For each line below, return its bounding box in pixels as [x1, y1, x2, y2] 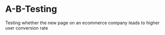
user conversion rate [5, 25, 48, 31]
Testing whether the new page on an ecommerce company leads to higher [5, 20, 160, 26]
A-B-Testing [5, 3, 57, 15]
